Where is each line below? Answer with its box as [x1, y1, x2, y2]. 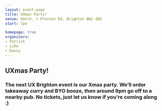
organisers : [5, 35, 29, 39]
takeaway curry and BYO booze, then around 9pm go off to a [5, 87, 152, 94]
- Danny [5, 48, 21, 53]
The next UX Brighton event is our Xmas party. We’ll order [5, 81, 146, 88]
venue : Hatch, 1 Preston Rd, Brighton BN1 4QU [5, 16, 102, 21]
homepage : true [5, 30, 36, 35]
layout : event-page [5, 7, 45, 12]
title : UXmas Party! [5, 12, 48, 17]
